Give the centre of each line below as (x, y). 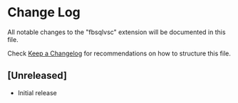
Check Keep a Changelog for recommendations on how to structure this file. (119, 53)
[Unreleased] (37, 76)
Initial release (37, 92)
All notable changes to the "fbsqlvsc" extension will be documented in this (117, 32)
